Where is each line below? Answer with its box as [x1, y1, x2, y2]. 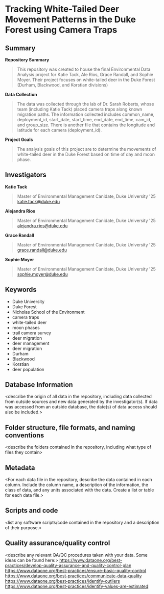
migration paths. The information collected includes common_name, [17, 111, 155, 117]
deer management [12, 340, 50, 346]
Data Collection [5, 92, 38, 97]
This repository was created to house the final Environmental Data [17, 66, 151, 72]
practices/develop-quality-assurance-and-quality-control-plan [5, 562, 132, 568]
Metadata [5, 463, 35, 472]
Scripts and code [5, 507, 58, 515]
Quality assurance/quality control [5, 539, 110, 547]
